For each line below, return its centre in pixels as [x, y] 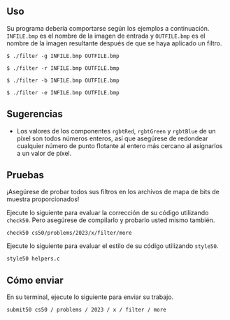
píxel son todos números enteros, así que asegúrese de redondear [112, 138]
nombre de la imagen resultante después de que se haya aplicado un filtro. [114, 43]
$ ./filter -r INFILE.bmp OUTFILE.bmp [63, 68]
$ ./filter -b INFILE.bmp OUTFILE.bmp [63, 80]
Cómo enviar [35, 280]
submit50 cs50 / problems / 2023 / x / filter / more [87, 310]
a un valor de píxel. [44, 153]
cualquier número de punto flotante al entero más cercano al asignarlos [120, 145]
